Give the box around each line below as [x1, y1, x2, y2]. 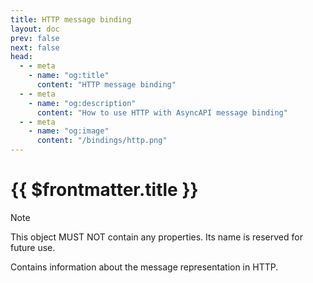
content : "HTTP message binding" [36, 80, 177, 90]
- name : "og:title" [28, 71, 110, 81]
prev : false [10, 33, 60, 43]
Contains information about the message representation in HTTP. [10, 261, 279, 273]
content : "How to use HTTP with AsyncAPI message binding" [36, 107, 288, 118]
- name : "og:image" [28, 126, 110, 136]
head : [10, 52, 33, 62]
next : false [10, 42, 60, 53]
